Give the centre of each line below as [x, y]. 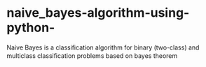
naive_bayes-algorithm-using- [98, 13]
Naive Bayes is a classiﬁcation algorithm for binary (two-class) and [103, 47]
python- [31, 28]
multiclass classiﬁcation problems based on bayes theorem [92, 55]
